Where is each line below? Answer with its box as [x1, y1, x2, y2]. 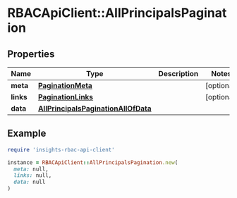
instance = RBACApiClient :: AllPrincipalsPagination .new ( [7, 159, 178, 166]
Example [7, 128, 47, 140]
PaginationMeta [37, 81, 93, 90]
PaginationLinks [37, 92, 94, 101]
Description [158, 69, 199, 78]
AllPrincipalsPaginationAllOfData [37, 104, 152, 113]
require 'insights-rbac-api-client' [7, 146, 115, 153]
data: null [13, 178, 46, 186]
